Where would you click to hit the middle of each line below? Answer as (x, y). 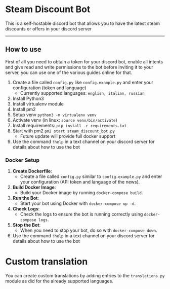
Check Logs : (26, 209)
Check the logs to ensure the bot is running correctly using (81, 214)
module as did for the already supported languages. (59, 281)
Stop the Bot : (27, 225)
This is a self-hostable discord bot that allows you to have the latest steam (83, 23)
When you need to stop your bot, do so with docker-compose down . (89, 230)
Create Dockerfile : (32, 171)
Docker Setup (22, 160)
